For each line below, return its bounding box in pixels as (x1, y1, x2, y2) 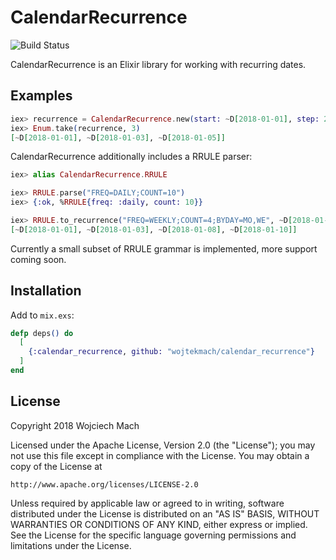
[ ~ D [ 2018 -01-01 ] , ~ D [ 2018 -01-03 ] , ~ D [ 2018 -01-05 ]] (10, 132, 226, 143)
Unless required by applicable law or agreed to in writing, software (10, 497, 285, 509)
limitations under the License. (10, 539, 132, 551)
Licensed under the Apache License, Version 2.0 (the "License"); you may (10, 439, 316, 451)
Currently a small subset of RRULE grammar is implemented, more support (10, 242, 318, 255)
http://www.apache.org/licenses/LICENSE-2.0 (10, 479, 199, 490)
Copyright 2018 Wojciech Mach (10, 419, 140, 431)
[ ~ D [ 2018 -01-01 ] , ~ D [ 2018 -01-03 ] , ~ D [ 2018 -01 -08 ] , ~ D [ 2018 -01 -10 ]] (10, 224, 298, 235)
